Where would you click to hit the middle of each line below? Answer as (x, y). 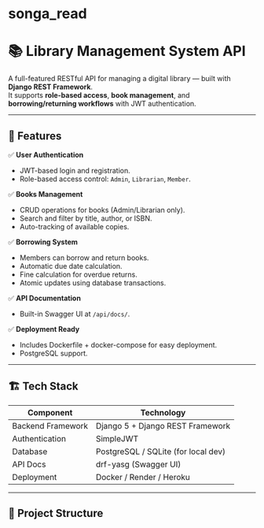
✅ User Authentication (46, 154)
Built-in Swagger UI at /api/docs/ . (75, 314)
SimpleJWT (117, 438)
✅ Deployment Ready (44, 329)
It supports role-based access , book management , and (99, 95)
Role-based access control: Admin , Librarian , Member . (105, 179)
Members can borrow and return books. (84, 258)
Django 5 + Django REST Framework (163, 426)
